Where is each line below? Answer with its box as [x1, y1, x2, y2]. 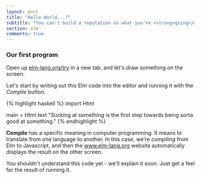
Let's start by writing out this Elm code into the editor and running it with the [6, 82, 194, 89]
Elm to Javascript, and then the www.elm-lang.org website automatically [6, 142, 185, 149]
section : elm [6, 25, 39, 32]
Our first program [6, 51, 58, 59]
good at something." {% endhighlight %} [6, 118, 106, 125]
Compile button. [6, 88, 46, 95]
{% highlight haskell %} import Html [6, 100, 95, 107]
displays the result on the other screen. [6, 149, 103, 156]
